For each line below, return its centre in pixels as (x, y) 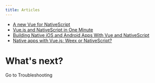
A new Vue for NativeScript (41, 24)
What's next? (34, 61)
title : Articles (23, 10)
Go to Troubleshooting (29, 75)
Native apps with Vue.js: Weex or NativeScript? (62, 40)
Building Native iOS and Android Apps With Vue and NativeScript (81, 35)
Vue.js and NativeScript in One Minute (53, 30)
